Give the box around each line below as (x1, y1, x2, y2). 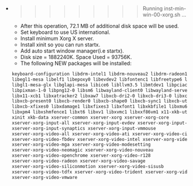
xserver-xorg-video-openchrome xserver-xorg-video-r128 (11, 153, 151, 159)
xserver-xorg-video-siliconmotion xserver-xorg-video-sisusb (11, 163, 164, 169)
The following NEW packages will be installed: (20, 60, 132, 67)
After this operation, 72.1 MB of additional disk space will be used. (20, 23, 180, 29)
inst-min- (163, 5, 187, 12)
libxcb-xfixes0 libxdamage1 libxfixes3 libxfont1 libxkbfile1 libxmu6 (11, 104, 188, 110)
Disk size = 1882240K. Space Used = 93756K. (20, 54, 132, 60)
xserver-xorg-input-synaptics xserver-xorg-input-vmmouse (11, 125, 156, 131)
